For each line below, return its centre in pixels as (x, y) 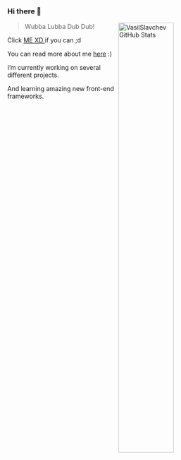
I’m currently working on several (54, 68)
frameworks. (26, 96)
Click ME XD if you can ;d (44, 40)
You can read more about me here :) (60, 54)
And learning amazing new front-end (61, 89)
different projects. (33, 75)
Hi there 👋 (25, 11)
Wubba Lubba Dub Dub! (60, 27)
